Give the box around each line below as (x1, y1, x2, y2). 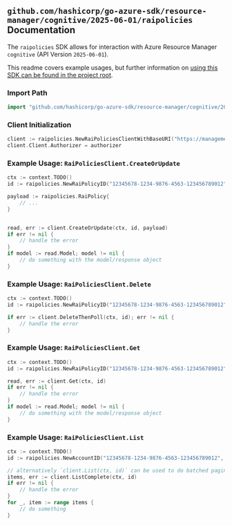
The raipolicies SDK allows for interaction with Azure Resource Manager (7, 42, 217, 51)
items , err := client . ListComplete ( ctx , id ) (7, 473, 137, 480)
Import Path (7, 88, 48, 97)
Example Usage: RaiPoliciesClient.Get (7, 343, 141, 352)
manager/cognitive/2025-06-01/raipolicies (7, 15, 193, 26)
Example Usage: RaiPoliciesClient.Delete (7, 279, 152, 289)
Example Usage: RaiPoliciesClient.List (7, 432, 144, 442)
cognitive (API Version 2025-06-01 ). (7, 50, 109, 58)
